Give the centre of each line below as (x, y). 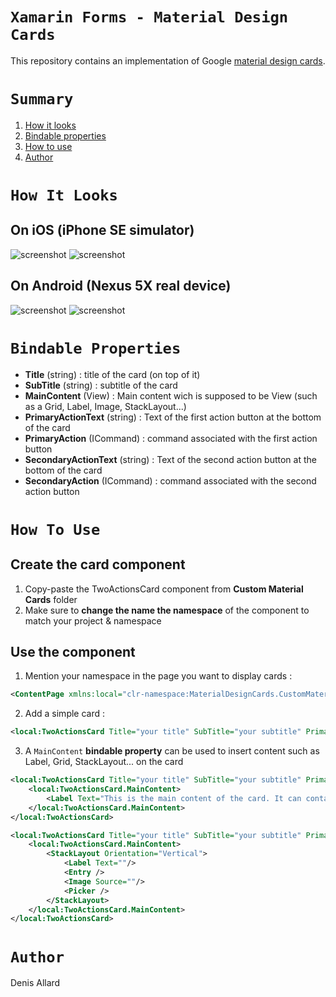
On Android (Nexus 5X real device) (121, 286)
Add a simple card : (65, 714)
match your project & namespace (93, 620)
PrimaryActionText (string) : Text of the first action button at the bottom (173, 417)
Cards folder (51, 599)
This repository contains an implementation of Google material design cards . (168, 60)
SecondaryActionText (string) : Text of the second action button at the (170, 459)
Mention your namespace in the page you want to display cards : (158, 676)
